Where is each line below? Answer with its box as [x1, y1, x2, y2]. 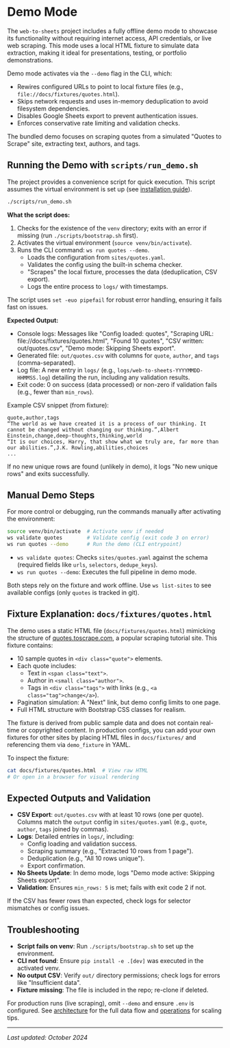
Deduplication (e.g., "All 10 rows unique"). [27, 855, 145, 863]
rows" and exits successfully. [7, 469, 90, 477]
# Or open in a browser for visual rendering [7, 773, 139, 781]
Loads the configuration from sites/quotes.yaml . [27, 253, 166, 261]
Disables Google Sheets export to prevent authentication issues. [16, 111, 199, 120]
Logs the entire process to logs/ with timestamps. [27, 282, 168, 290]
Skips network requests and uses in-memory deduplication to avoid [16, 97, 209, 105]
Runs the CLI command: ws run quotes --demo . [16, 246, 150, 254]
